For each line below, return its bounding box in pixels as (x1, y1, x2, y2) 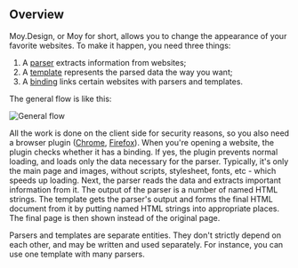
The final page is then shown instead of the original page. (9, 212, 221, 223)
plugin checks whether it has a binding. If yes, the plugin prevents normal (9, 146, 278, 157)
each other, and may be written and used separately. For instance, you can (9, 239, 284, 249)
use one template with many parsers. (9, 248, 145, 259)
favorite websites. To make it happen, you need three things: (9, 40, 231, 51)
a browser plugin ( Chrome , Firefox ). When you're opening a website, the (9, 137, 274, 147)
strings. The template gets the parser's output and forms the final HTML (9, 193, 273, 204)
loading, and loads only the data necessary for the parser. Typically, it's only (9, 155, 289, 167)
